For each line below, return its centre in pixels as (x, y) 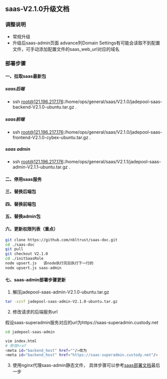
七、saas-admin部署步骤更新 (36, 280)
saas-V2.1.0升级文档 (37, 9)
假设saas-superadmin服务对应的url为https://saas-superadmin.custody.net (82, 322)
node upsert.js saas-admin (33, 268)
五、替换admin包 (23, 216)
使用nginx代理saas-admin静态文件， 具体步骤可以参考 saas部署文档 (82, 365)
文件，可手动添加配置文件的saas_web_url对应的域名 (66, 49)
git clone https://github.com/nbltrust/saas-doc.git (61, 240)
